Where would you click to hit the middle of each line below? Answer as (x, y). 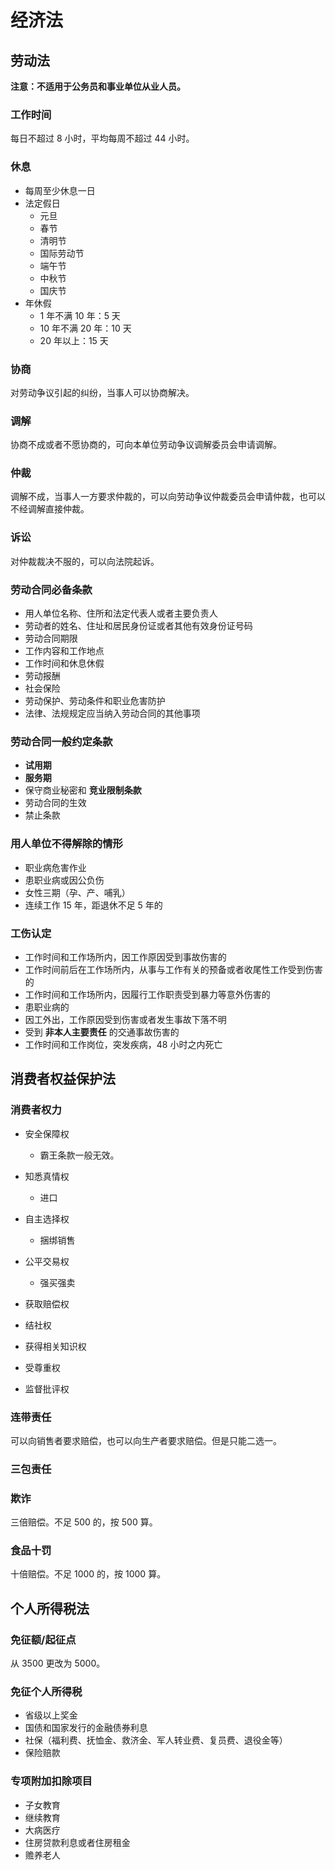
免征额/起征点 (43, 1639)
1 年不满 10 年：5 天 (80, 315)
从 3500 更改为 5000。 (58, 1663)
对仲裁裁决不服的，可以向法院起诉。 (85, 561)
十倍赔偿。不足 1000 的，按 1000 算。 (88, 1574)
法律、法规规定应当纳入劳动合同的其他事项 (112, 713)
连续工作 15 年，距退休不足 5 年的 (93, 905)
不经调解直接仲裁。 (50, 509)
